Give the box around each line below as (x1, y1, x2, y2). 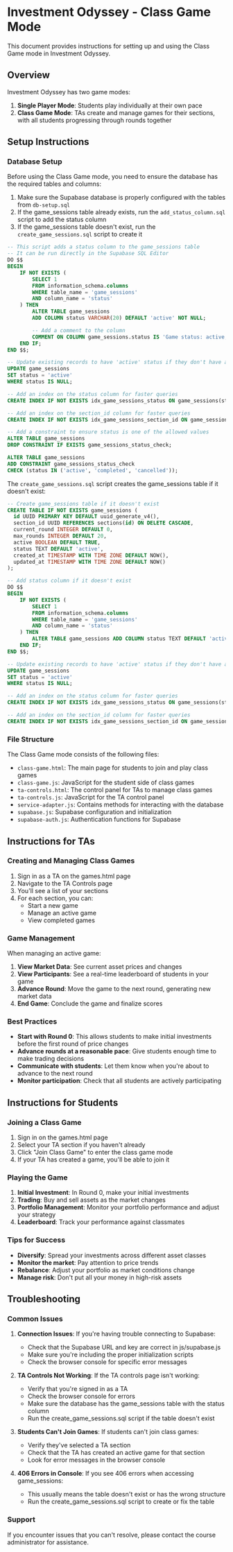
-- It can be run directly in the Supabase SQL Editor (7, 250, 169, 257)
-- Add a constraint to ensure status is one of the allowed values (7, 429, 209, 436)
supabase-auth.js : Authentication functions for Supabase (17, 816, 182, 824)
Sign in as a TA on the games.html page (17, 872, 131, 880)
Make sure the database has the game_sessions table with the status (27, 1399, 225, 1408)
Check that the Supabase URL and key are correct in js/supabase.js (27, 1343, 221, 1352)
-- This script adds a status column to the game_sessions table (7, 243, 200, 250)
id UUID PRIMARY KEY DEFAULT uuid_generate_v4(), (13, 513, 159, 520)
